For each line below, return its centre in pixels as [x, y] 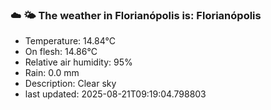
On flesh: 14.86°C [61, 52]
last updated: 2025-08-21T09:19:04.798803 [115, 94]
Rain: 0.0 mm [52, 73]
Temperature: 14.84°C [70, 41]
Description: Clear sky [70, 84]
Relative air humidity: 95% [78, 62]
